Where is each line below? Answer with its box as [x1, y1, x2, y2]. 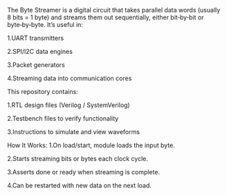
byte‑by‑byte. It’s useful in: [7, 21, 83, 28]
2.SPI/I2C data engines [7, 48, 73, 55]
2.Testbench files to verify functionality [7, 114, 119, 122]
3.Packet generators [7, 61, 66, 68]
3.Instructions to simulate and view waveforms [7, 128, 140, 136]
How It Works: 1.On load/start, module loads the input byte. [7, 141, 175, 149]
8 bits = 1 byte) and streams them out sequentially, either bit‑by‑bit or [7, 13, 204, 21]
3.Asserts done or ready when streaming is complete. [7, 168, 161, 176]
